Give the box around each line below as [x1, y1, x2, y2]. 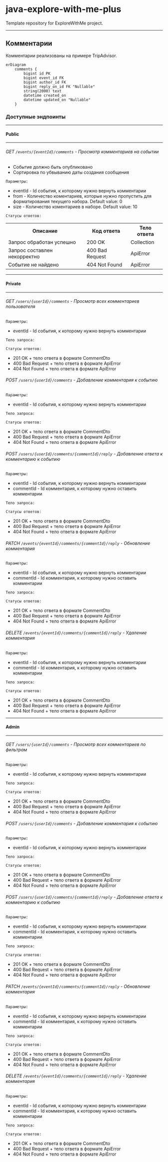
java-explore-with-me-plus [5, 4, 122, 15]
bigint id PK [23, 71, 51, 76]
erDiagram [5, 62, 26, 67]
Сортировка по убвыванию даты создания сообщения [12, 169, 129, 176]
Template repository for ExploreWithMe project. [5, 20, 104, 26]
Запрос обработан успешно [8, 239, 76, 246]
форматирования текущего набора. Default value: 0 [12, 199, 123, 205]
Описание [32, 228, 58, 235]
